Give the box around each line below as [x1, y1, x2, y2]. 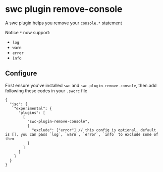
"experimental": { [14, 106, 52, 111]
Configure [5, 69, 37, 78]
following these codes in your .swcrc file [5, 88, 88, 94]
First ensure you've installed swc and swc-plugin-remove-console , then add [5, 82, 157, 88]
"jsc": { [9, 102, 28, 107]
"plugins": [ [18, 110, 46, 115]
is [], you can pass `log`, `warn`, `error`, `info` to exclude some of [5, 132, 159, 137]
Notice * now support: [5, 29, 51, 35]
